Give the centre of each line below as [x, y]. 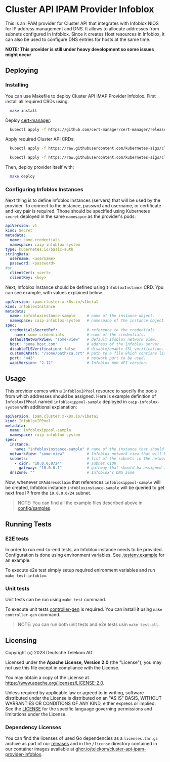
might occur [18, 55]
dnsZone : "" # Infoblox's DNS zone [72, 473]
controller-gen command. [33, 615]
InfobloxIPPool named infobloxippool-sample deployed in [66, 401]
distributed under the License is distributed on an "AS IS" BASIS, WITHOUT [83, 698]
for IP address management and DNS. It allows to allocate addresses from [82, 28]
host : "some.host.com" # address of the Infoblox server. [86, 344]
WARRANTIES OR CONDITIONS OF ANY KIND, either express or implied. [80, 703]
